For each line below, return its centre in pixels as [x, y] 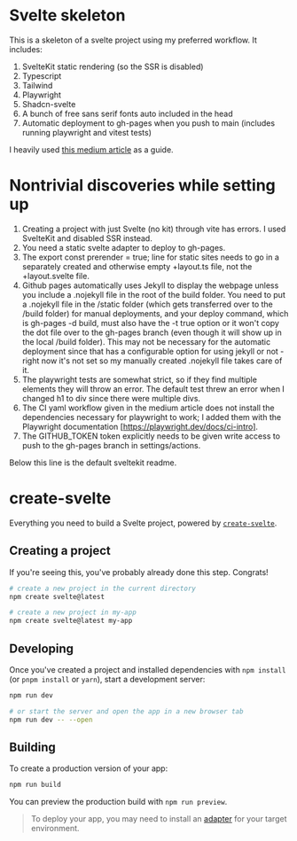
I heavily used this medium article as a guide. [92, 149]
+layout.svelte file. [56, 276]
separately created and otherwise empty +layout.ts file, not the [137, 266]
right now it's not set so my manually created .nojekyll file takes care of [152, 361]
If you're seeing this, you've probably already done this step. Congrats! [139, 572]
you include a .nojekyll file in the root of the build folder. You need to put [153, 294]
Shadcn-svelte [49, 104]
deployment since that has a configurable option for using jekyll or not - [153, 351]
